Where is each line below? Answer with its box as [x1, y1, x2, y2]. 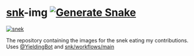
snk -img [6, 6, 48, 19]
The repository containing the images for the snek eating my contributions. [6, 37, 189, 44]
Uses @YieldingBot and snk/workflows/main [6, 43, 114, 50]
